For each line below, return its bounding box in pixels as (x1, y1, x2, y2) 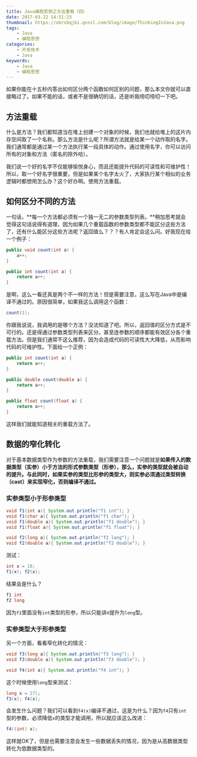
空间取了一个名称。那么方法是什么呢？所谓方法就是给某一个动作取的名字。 (11, 136, 191, 143)
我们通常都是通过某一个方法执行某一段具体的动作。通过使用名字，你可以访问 (6, 143, 191, 150)
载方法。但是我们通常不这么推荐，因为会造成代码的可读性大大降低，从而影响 (6, 336, 191, 343)
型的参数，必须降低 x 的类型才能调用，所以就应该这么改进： (6, 715, 148, 722)
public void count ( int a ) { (6, 247, 75, 253)
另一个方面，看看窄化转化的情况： (6, 639, 89, 647)
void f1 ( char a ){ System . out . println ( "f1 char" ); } (6, 513, 135, 519)
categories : (6, 42, 35, 48)
